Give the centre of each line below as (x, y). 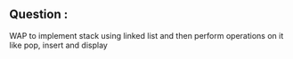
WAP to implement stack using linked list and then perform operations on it (146, 35)
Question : (39, 15)
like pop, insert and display (59, 45)
